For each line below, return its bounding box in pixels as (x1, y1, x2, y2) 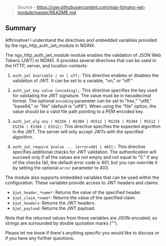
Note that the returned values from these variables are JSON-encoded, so (5, 215, 158, 221)
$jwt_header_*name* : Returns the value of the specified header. (12, 189, 142, 195)
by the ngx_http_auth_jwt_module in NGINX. (5, 42, 96, 48)
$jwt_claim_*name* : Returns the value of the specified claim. (12, 194, 136, 201)
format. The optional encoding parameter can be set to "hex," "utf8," (12, 98, 152, 104)
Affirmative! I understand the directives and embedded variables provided (5, 37, 157, 43)
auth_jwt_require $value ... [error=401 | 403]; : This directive (12, 143, 146, 149)
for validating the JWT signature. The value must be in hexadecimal (12, 92, 151, 99)
